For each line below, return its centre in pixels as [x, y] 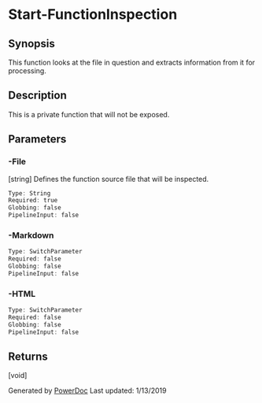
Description [37, 96]
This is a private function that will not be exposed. [89, 114]
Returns [28, 356]
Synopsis [31, 44]
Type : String [30, 193]
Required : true [33, 201]
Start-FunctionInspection [93, 15]
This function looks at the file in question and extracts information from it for [132, 62]
